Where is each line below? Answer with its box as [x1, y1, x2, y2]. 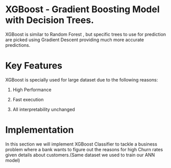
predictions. [5, 42, 31, 48]
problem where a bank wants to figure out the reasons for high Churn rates [5, 146, 163, 152]
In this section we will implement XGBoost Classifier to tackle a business [5, 141, 157, 147]
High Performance [12, 87, 52, 93]
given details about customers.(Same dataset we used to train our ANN [5, 152, 155, 158]
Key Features [5, 60, 63, 72]
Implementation [5, 124, 74, 136]
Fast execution [12, 96, 44, 102]
